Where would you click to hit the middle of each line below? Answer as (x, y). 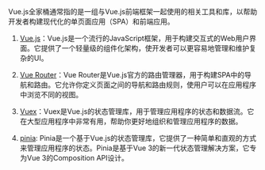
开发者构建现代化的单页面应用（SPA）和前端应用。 (91, 21)
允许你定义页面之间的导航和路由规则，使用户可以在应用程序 (159, 85)
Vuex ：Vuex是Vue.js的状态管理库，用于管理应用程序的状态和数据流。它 (137, 111)
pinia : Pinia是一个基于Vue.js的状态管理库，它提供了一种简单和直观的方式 (138, 138)
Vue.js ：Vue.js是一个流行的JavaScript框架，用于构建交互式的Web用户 (134, 38)
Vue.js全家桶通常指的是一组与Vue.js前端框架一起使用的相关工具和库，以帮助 (133, 11)
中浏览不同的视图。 (51, 94)
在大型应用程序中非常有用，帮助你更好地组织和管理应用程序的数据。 (131, 121)
